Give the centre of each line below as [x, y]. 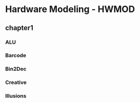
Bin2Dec [16, 69]
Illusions [16, 96]
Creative [16, 82]
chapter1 [19, 28]
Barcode [16, 55]
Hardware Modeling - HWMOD [70, 9]
